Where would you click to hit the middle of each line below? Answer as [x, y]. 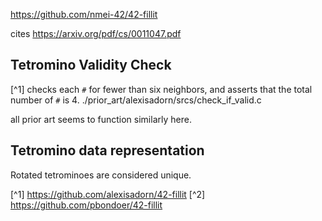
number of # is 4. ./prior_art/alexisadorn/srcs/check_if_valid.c [136, 100]
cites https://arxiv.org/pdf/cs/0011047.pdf [96, 33]
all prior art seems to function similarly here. [101, 119]
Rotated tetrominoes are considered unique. [101, 175]
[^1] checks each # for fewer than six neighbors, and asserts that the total [161, 89]
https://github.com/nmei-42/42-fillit [84, 14]
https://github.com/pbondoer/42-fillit [86, 205]
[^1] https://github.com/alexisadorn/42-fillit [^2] [108, 194]
